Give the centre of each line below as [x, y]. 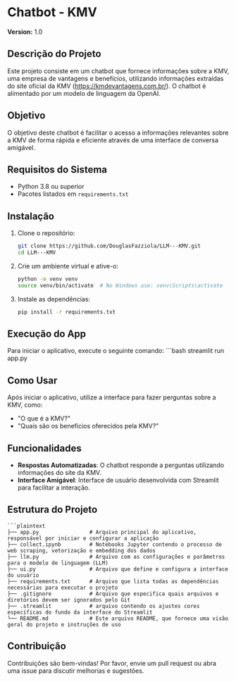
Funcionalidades [45, 448]
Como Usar [32, 380]
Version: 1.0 [25, 32]
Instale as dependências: [54, 299]
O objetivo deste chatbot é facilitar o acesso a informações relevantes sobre [118, 132]
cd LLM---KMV [37, 253]
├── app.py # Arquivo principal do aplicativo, [102, 532]
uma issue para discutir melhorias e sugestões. [76, 671]
